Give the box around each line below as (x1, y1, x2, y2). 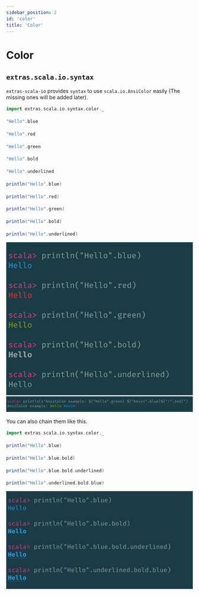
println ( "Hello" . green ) (6, 206, 65, 212)
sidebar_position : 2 (6, 9, 57, 15)
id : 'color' (6, 15, 36, 22)
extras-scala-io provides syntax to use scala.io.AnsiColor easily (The (6, 88, 181, 95)
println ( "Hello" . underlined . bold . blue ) (6, 480, 105, 486)
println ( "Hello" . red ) (6, 193, 60, 200)
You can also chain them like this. (6, 418, 88, 425)
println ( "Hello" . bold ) (6, 219, 62, 225)
